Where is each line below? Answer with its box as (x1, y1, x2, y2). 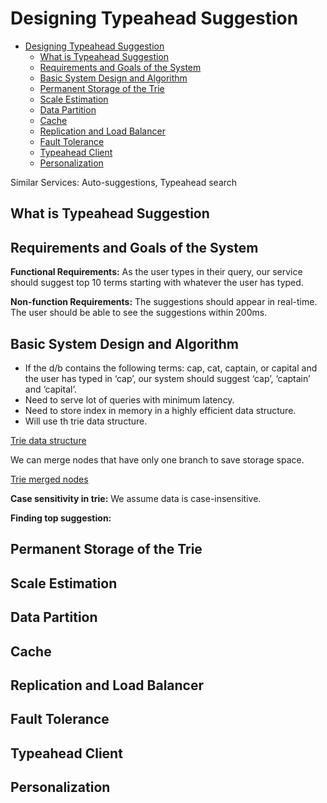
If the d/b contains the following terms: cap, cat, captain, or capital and (24, 362, 318, 374)
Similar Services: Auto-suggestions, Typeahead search (10, 176, 238, 188)
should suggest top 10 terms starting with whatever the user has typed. (10, 277, 304, 289)
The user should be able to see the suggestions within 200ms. (10, 307, 268, 319)
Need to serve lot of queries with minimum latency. (24, 393, 235, 406)
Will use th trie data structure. (24, 415, 148, 427)
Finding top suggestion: (10, 512, 112, 524)
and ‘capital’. (24, 383, 77, 395)
